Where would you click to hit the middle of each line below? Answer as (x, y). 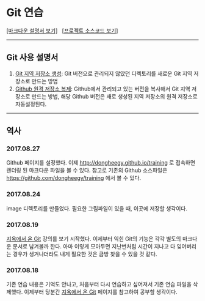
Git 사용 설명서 (32, 58)
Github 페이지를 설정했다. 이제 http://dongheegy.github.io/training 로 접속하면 (101, 163)
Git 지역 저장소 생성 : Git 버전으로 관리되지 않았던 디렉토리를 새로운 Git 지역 (104, 73)
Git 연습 (25, 13)
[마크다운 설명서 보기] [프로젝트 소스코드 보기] (62, 31)
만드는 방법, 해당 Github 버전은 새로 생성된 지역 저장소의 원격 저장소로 (115, 96)
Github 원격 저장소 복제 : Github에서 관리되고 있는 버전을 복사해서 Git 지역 (103, 89)
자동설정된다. (31, 104)
